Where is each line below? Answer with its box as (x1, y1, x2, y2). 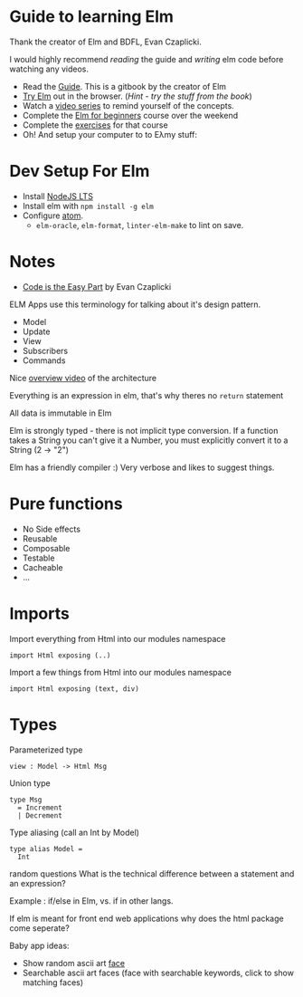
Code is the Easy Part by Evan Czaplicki (22, 281, 172, 292)
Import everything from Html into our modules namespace (9, 633, 226, 644)
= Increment (17, 803, 63, 812)
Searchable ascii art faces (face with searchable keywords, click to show (22, 967, 294, 978)
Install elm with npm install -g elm (22, 200, 154, 211)
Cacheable (22, 561, 63, 572)
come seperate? (9, 922, 70, 934)
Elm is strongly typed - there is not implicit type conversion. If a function (9, 425, 279, 436)
